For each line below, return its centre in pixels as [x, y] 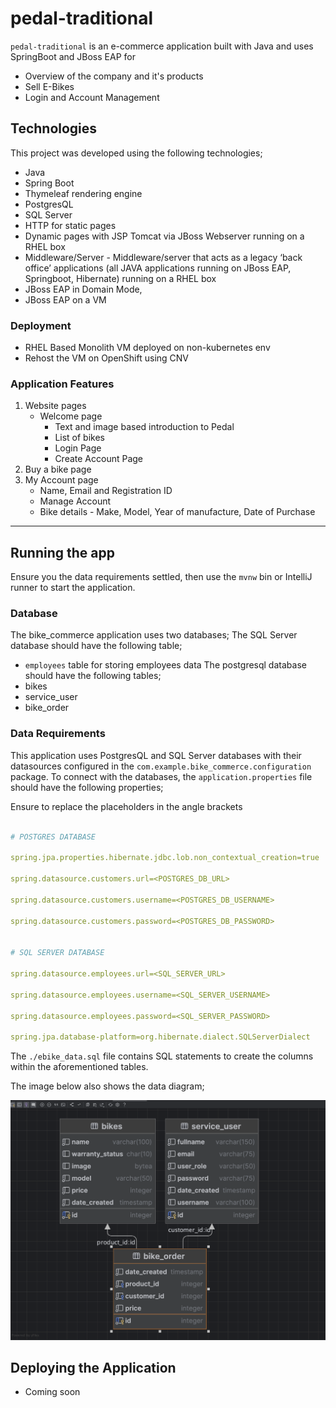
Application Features [62, 384]
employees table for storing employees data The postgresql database [165, 665]
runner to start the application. [73, 588]
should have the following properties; [87, 787]
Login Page [78, 448]
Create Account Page [99, 459]
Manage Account [75, 501]
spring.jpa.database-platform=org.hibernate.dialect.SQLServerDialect [160, 1037]
